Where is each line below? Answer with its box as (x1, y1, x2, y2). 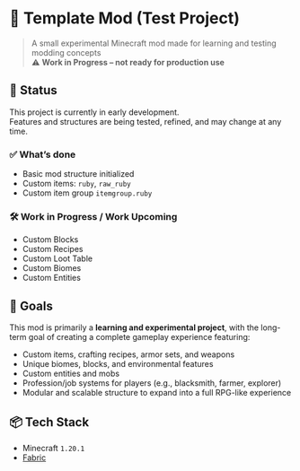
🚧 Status (9, 83, 58, 98)
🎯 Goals (9, 298, 54, 313)
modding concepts (31, 47, 101, 57)
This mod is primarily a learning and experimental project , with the (9, 322, 259, 333)
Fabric (22, 452, 47, 463)
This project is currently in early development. (9, 107, 180, 118)
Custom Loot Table (22, 253, 93, 264)
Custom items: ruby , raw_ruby (22, 179, 132, 189)
